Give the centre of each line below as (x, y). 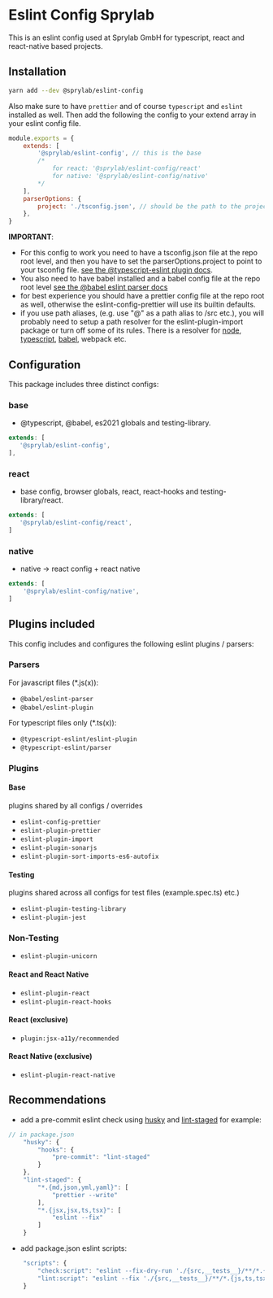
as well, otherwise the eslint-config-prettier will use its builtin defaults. (138, 305)
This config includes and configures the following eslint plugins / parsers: (131, 643)
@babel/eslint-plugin (56, 708)
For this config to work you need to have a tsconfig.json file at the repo (139, 253)
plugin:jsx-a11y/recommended (69, 1039)
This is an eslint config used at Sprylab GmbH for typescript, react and (127, 37)
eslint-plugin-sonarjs (58, 847)
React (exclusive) (39, 1020)
